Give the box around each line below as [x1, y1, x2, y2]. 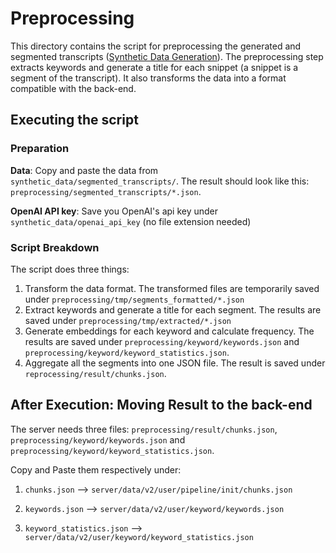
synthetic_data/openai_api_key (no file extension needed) [10, 215, 252, 227]
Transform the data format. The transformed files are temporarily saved [24, 282, 320, 294]
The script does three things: [10, 263, 130, 275]
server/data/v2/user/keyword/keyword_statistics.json [24, 532, 254, 542]
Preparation [10, 142, 70, 156]
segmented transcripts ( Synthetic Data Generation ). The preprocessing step [10, 50, 324, 62]
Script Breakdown [10, 240, 100, 254]
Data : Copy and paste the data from [10, 164, 159, 176]
